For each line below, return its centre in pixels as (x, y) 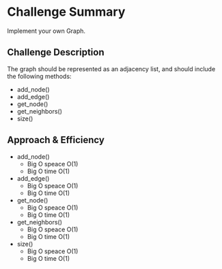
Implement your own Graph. (46, 31)
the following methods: (39, 76)
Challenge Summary (66, 12)
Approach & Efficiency (56, 140)
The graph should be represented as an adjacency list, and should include (111, 68)
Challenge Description (56, 52)
